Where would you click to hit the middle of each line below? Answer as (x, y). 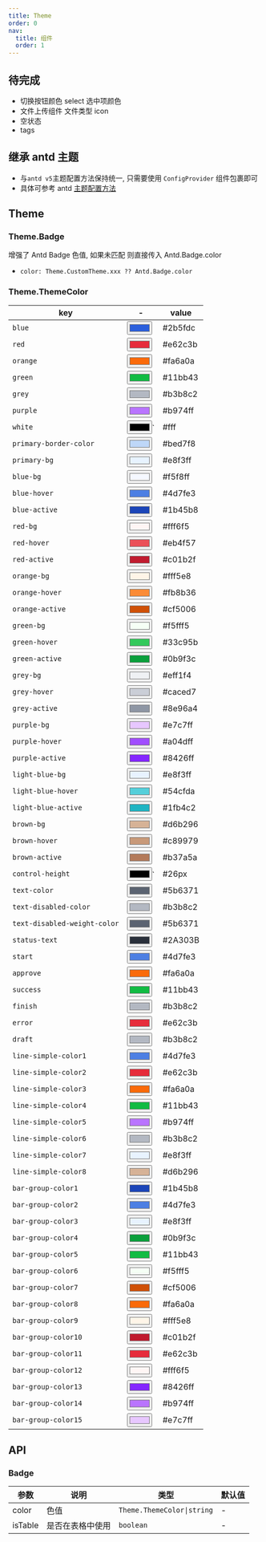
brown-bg (29, 824)
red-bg (25, 527)
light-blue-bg (39, 775)
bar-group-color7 (45, 1288)
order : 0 (23, 23)
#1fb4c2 (179, 808)
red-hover (31, 543)
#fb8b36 (179, 593)
